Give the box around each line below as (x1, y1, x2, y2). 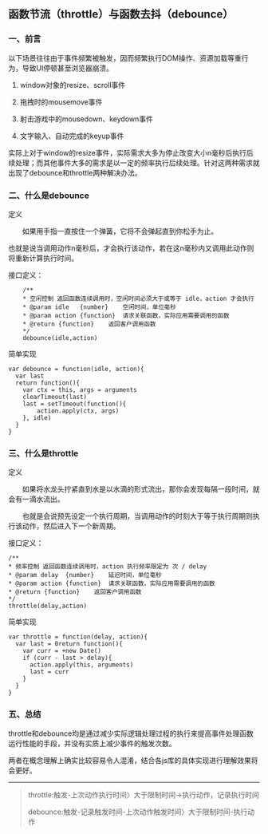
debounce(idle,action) (22, 334, 98, 342)
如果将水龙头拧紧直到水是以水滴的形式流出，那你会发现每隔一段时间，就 (22, 484, 260, 494)
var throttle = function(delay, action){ (8, 633, 148, 641)
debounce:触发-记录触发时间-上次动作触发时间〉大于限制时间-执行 (27, 807, 248, 816)
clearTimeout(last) (22, 393, 88, 401)
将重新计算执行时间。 (8, 253, 78, 263)
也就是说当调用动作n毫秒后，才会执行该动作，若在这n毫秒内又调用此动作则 (8, 243, 254, 253)
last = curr (29, 668, 69, 676)
